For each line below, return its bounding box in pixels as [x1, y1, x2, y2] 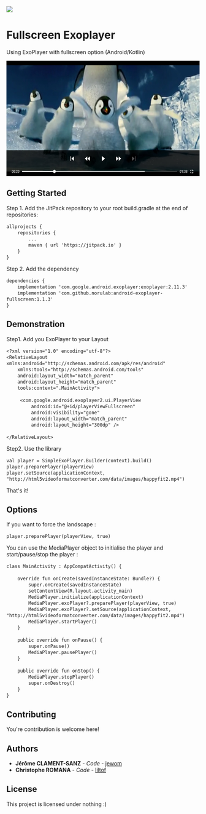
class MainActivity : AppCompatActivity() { [6, 563, 122, 570]
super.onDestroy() [28, 680, 75, 687]
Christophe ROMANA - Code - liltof [15, 766, 106, 773]
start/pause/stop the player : [6, 551, 78, 558]
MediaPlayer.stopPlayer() [28, 674, 95, 681]
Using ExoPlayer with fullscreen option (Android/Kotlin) [6, 48, 145, 55]
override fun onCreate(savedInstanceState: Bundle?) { [17, 575, 161, 582]
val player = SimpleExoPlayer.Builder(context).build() [6, 457, 152, 464]
